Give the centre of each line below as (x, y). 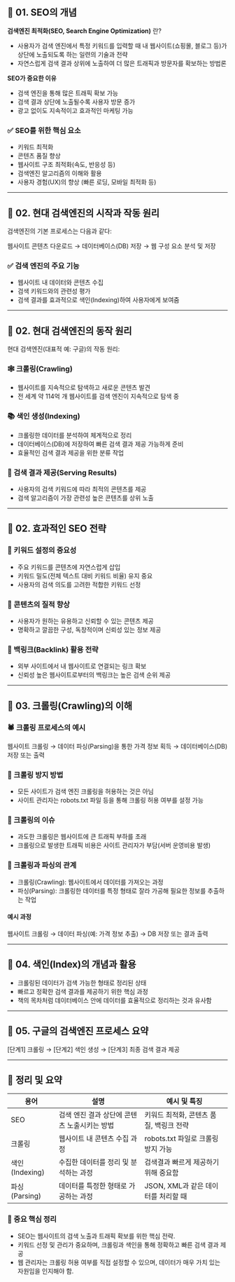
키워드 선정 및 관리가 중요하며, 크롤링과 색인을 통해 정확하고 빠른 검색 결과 (118, 1245)
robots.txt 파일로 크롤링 (181, 1139)
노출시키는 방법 (90, 1126)
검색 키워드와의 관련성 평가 (54, 291)
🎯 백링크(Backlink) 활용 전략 (53, 649)
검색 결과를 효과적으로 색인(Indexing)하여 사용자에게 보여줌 (98, 300)
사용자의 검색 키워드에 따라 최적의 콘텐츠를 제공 (82, 489)
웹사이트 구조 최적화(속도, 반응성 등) (66, 165)
